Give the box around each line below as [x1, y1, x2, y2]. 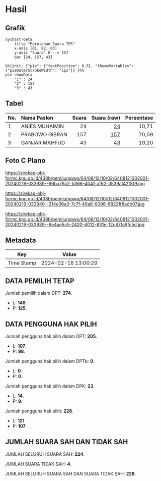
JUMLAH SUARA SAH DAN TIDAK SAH [5, 438, 128, 446]
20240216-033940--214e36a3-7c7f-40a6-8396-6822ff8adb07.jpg [5, 201, 145, 207]
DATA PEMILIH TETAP [5, 277, 74, 285]
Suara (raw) [91, 114, 121, 121]
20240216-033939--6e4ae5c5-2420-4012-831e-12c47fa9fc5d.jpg [5, 221, 145, 228]
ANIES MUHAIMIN [21, 123, 64, 130]
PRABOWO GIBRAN [21, 131, 67, 138]
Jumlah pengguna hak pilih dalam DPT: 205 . [5, 333, 97, 339]
